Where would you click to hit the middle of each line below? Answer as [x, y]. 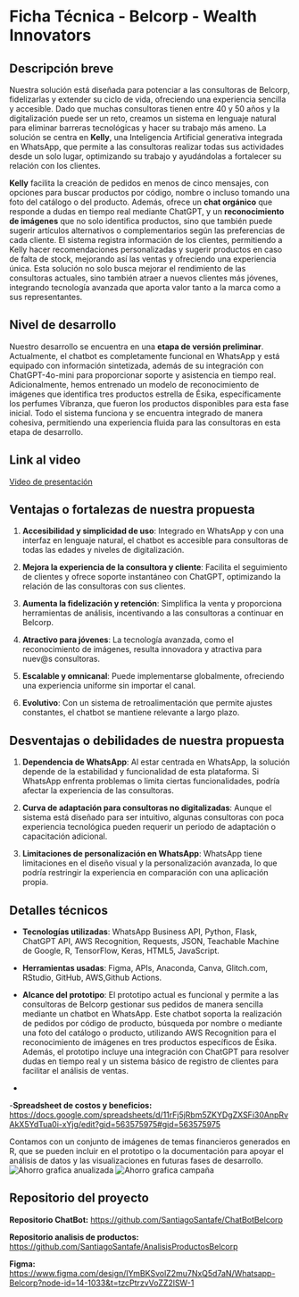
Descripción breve [62, 68]
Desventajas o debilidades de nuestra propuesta [147, 740]
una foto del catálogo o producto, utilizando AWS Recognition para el [149, 1033]
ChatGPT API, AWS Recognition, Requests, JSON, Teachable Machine [150, 941]
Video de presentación [51, 481]
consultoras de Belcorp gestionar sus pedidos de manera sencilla [142, 1004]
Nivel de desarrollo [63, 325]
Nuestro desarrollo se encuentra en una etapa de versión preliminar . [137, 347]
